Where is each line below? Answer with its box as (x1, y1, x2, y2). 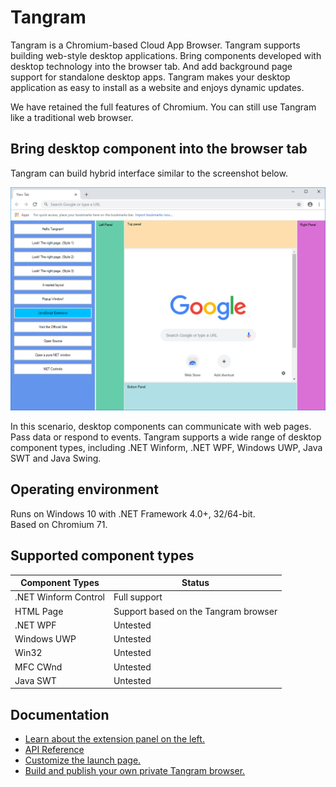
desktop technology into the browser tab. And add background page (10, 60, 293, 72)
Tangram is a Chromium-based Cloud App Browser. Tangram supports (10, 39, 301, 51)
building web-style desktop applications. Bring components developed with (10, 49, 322, 61)
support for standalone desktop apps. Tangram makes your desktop (10, 71, 291, 83)
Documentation (10, 706, 110, 723)
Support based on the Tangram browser (113, 605, 278, 617)
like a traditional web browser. (10, 111, 134, 123)
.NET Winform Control (14, 591, 105, 603)
